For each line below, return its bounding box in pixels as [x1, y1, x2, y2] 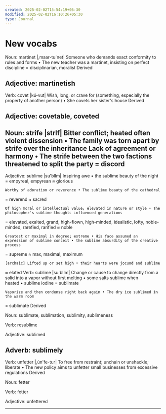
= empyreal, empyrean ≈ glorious [5, 178, 73, 184]
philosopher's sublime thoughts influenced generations [5, 210, 123, 216]
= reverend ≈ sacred [5, 196, 47, 202]
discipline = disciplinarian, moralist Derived [5, 65, 93, 71]
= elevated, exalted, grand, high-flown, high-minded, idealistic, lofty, [5, 219, 145, 225]
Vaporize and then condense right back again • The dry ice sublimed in [5, 290, 158, 295]
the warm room [5, 294, 35, 299]
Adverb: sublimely [5, 346, 63, 355]
